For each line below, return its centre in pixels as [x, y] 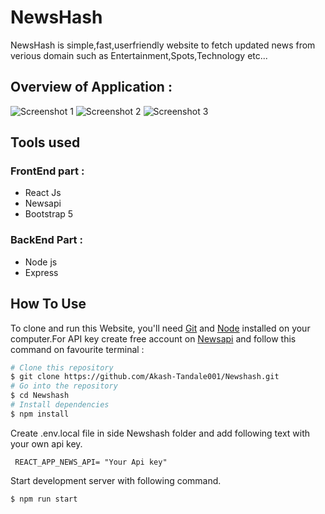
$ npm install [40, 414]
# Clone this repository [62, 367]
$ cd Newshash [40, 396]
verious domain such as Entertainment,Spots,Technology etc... [139, 55]
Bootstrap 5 [49, 214]
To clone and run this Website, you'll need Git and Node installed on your [160, 328]
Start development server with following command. [116, 480]
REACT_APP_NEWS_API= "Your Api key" [91, 462]
